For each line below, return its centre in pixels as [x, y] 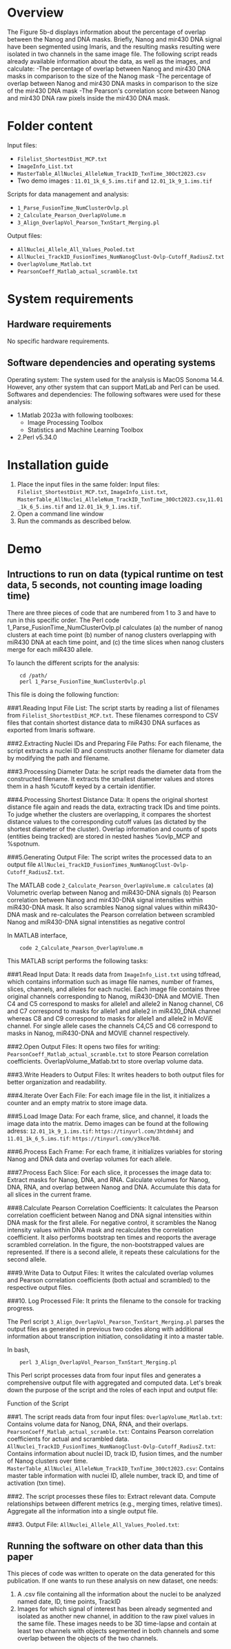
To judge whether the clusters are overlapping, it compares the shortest [109, 814]
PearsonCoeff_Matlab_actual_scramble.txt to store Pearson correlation [108, 1054]
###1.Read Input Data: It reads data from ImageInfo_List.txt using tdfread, [114, 974]
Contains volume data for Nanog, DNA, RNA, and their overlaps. [98, 1424]
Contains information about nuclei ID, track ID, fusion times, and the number [115, 1453]
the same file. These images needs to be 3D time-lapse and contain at [117, 1623]
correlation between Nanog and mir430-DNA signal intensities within [105, 900]
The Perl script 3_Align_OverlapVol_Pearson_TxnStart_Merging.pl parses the [116, 1321]
